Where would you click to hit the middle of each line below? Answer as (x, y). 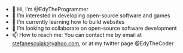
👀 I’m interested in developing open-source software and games (91, 15)
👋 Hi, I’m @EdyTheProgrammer (50, 9)
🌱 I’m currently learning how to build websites (68, 22)
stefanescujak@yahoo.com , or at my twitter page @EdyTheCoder (93, 43)
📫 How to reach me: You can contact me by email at (77, 35)
